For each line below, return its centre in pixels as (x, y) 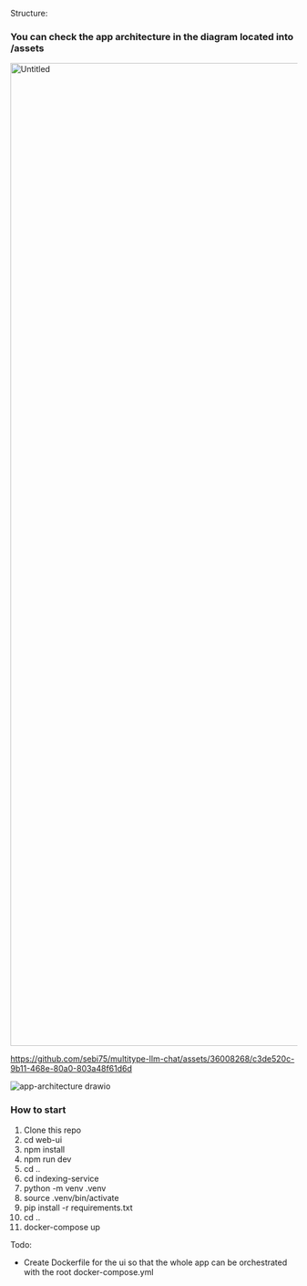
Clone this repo (52, 1130)
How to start (38, 1110)
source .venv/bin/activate (71, 1197)
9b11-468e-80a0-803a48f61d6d (72, 1069)
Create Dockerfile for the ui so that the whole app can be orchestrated (155, 1262)
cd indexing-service (61, 1178)
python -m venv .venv (65, 1188)
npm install (44, 1149)
